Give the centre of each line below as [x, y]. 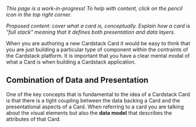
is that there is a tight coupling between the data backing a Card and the [93, 100]
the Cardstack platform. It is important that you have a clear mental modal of [98, 56]
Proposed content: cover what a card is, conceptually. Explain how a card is [98, 26]
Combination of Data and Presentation [77, 80]
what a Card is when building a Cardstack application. [71, 62]
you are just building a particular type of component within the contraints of [97, 50]
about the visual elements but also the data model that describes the [89, 112]
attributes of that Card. [34, 119]
